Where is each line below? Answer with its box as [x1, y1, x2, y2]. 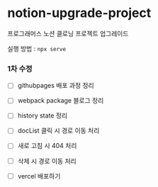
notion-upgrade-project [7, 5, 152, 21]
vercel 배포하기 [17, 171, 61, 180]
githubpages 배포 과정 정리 [17, 81, 94, 90]
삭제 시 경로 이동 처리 [17, 157, 77, 165]
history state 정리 [17, 111, 68, 120]
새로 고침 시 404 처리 [17, 142, 77, 150]
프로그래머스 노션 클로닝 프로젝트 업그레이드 [7, 29, 129, 38]
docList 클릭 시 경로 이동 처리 [17, 126, 100, 135]
